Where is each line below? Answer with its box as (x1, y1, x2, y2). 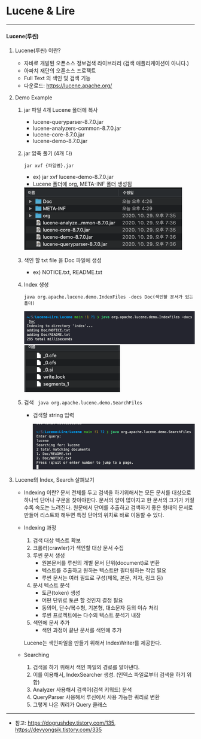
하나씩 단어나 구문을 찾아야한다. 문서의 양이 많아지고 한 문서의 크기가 (23, 496, 184, 503)
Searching (23, 651, 50, 658)
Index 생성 (23, 281, 49, 288)
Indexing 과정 (23, 524, 57, 531)
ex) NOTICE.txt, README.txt (32, 269, 103, 276)
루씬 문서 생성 (32, 552, 65, 559)
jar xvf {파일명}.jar (23, 163, 74, 169)
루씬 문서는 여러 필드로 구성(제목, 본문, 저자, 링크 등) (41, 574, 163, 581)
